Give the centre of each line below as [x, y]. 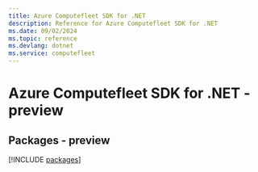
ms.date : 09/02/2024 [43, 31]
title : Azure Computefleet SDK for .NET [77, 16]
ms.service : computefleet [52, 53]
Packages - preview [59, 140]
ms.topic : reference [43, 38]
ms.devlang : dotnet [41, 46]
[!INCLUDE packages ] [45, 159]
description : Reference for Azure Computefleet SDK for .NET [113, 23]
